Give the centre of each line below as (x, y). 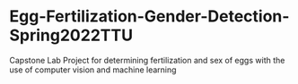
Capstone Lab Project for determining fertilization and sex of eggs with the (147, 60)
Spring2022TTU (71, 35)
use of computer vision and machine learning (93, 70)
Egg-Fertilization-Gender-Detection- (149, 17)
